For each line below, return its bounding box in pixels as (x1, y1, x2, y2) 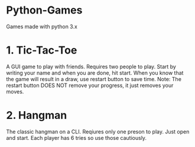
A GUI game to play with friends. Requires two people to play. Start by (6, 63, 176, 70)
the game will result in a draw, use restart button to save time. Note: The (6, 75, 182, 82)
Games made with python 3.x (6, 23, 78, 30)
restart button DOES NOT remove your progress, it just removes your (6, 82, 174, 89)
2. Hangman (6, 109, 67, 122)
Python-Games (6, 4, 83, 17)
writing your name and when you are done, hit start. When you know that (6, 69, 184, 76)
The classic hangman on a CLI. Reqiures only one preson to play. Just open (6, 128, 190, 135)
